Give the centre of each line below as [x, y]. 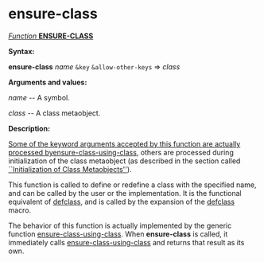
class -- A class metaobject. [54, 113]
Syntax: [21, 51]
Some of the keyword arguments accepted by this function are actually [124, 143]
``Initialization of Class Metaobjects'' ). [70, 169]
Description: [29, 128]
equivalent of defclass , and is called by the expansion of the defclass [122, 201]
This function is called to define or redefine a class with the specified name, [132, 185]
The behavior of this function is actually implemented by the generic [120, 225]
